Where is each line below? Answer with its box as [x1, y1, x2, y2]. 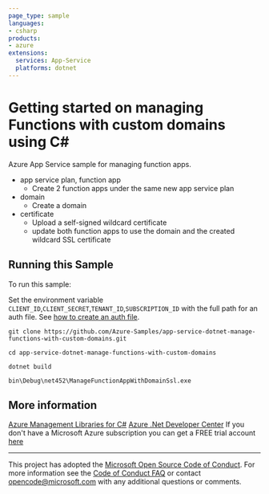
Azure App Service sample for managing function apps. [8, 159, 192, 169]
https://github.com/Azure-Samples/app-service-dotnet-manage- [43, 327, 256, 336]
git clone [8, 327, 42, 336]
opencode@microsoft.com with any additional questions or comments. [8, 477, 242, 487]
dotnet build [8, 362, 52, 370]
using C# [8, 133, 70, 151]
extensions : [8, 49, 48, 57]
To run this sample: [8, 279, 72, 289]
